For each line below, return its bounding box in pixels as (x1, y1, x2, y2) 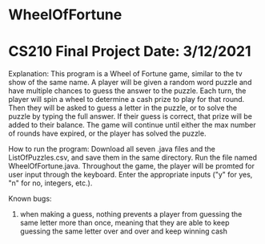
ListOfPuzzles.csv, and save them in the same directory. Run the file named (8, 152, 258, 162)
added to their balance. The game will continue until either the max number (8, 120, 256, 130)
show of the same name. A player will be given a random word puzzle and (8, 78, 252, 87)
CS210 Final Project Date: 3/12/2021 (8, 43, 251, 61)
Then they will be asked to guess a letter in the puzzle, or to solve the (8, 103, 238, 113)
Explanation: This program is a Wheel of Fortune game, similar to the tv (8, 69, 243, 79)
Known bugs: (8, 194, 52, 204)
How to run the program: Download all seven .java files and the (8, 144, 216, 154)
